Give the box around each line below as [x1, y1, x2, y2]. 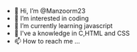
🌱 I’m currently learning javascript [13, 22, 113, 30]
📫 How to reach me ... [13, 37, 80, 45]
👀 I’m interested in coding [13, 14, 89, 22]
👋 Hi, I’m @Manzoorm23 [13, 7, 86, 15]
